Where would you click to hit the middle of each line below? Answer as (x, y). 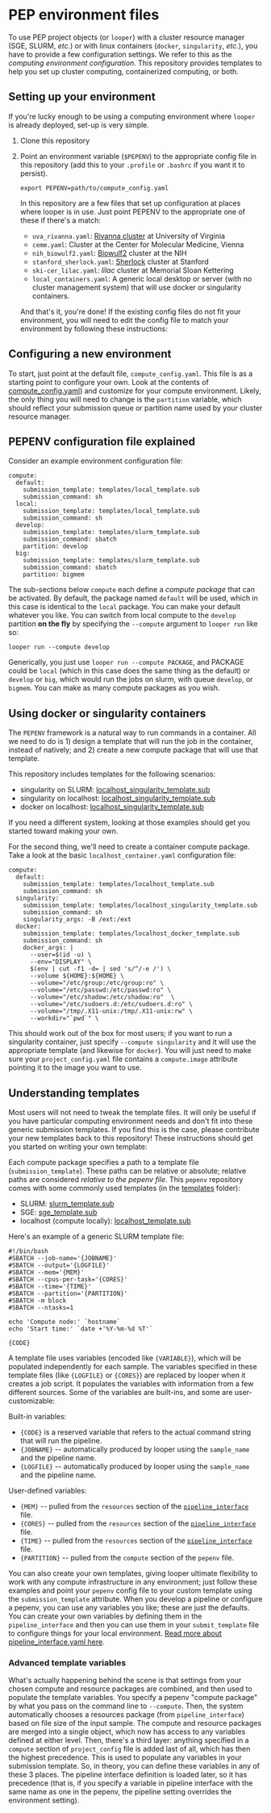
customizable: (31, 1401)
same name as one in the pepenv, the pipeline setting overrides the (120, 1792)
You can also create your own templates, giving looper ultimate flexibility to (133, 1573)
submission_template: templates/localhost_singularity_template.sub (140, 905)
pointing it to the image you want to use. (75, 1067)
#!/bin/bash (28, 1251)
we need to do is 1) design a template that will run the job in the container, (131, 741)
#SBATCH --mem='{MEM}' (46, 1272)
